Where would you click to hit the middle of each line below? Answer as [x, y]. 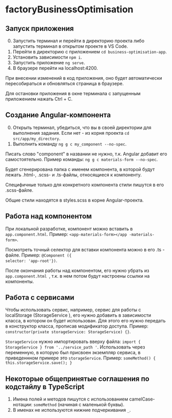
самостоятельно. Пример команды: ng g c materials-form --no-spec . [82, 159]
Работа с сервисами [40, 297]
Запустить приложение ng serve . [49, 62]
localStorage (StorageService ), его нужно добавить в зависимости [78, 315]
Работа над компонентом [49, 216]
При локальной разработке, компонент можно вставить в [69, 229]
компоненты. [20, 281]
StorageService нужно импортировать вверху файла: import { [73, 342]
